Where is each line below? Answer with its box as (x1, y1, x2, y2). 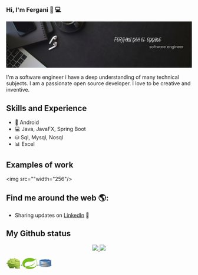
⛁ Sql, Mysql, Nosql (14, 134, 64, 141)
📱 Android (14, 119, 39, 126)
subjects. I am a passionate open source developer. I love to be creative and (6, 80, 191, 87)
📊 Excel (14, 140, 35, 147)
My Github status (6, 229, 71, 239)
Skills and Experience (6, 103, 87, 113)
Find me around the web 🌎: (6, 193, 109, 203)
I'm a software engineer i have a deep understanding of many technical (6, 73, 179, 81)
